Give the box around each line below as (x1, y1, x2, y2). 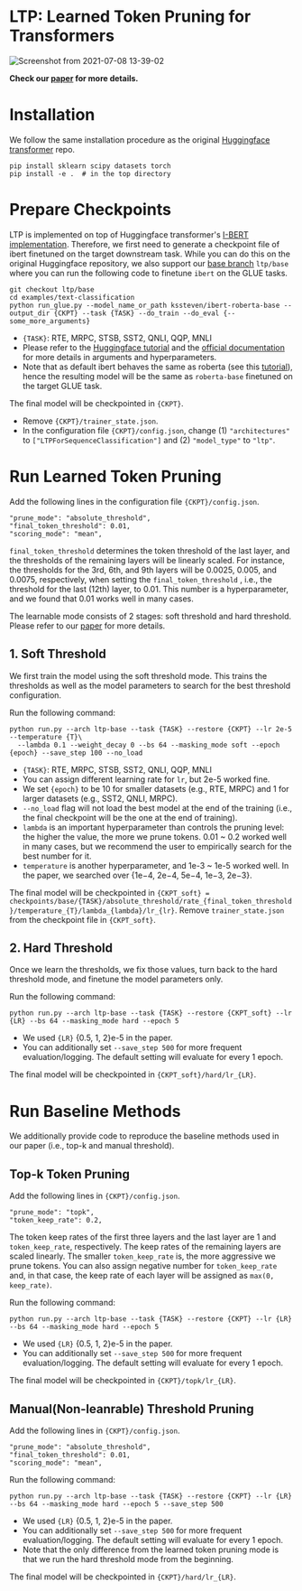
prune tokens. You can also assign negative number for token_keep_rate (9, 1261, 278, 1271)
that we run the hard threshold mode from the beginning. (22, 1553, 234, 1564)
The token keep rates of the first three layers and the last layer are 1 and (9, 1232, 277, 1242)
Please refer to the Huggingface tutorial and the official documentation (22, 341, 286, 353)
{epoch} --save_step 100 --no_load (9, 748, 143, 758)
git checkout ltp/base (9, 284, 95, 294)
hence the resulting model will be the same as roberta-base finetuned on (22, 370, 293, 381)
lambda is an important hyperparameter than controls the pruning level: (22, 822, 285, 833)
